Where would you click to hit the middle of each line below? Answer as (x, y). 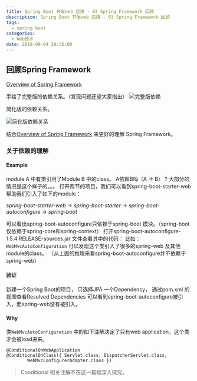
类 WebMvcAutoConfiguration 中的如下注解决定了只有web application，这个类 (98, 332)
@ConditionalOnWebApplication (43, 350)
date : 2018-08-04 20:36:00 (39, 45)
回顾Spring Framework (49, 70)
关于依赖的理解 (27, 151)
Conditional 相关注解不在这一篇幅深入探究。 (74, 372)
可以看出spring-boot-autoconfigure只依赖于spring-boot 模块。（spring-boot (98, 224)
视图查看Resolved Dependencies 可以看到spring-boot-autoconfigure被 (92, 297)
